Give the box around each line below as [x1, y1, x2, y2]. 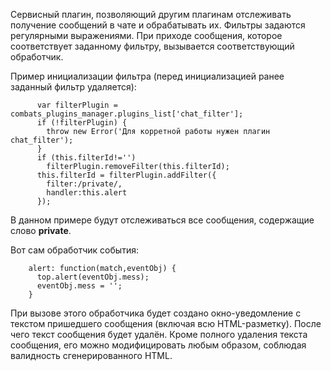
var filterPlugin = [36, 100, 118, 110]
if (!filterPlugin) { [36, 118, 128, 128]
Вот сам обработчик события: [10, 244, 139, 256]
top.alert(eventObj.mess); [36, 272, 150, 282]
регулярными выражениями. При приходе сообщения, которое [10, 30, 283, 41]
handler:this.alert [46, 188, 128, 198]
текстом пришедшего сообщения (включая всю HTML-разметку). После [10, 318, 322, 329]
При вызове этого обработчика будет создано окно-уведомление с [10, 307, 302, 319]
